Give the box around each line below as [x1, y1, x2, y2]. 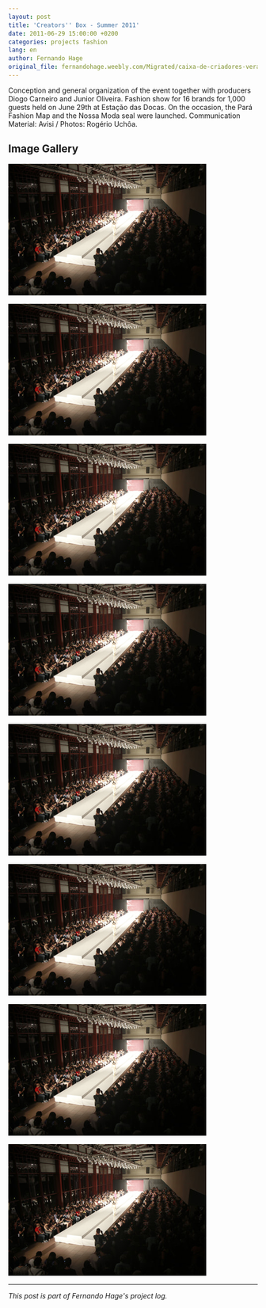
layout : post [8, 13, 51, 21]
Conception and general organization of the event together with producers [8, 86, 252, 95]
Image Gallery [8, 143, 79, 156]
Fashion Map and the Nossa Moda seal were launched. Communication [8, 111, 241, 120]
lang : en [8, 46, 37, 55]
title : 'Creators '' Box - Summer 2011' [8, 21, 140, 29]
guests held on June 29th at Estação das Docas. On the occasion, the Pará [8, 102, 253, 112]
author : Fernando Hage [8, 55, 83, 63]
